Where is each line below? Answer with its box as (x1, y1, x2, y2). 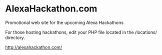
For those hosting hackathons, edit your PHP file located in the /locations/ (5, 29, 157, 35)
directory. (5, 34, 25, 40)
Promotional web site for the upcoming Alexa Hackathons (5, 19, 124, 25)
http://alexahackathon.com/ (5, 44, 62, 50)
